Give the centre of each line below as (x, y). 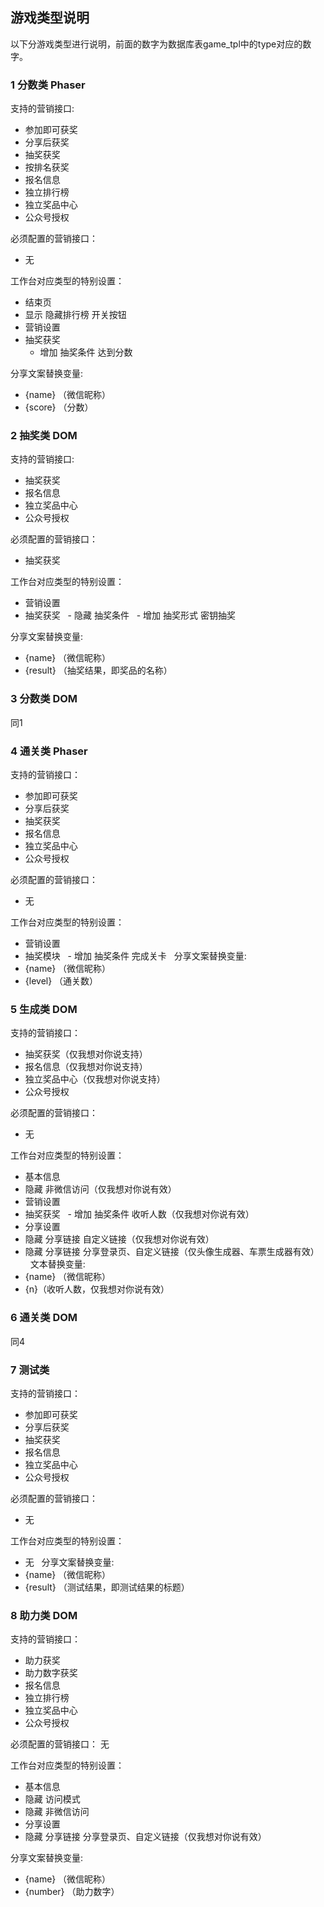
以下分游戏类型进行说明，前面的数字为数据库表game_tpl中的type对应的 (156, 44)
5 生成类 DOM (44, 1009)
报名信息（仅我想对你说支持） (86, 1067)
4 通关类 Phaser (49, 751)
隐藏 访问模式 (52, 1799)
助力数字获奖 (51, 1673)
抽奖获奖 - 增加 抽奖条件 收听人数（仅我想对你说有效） (139, 1214)
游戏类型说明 (50, 18)
